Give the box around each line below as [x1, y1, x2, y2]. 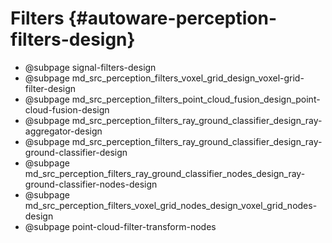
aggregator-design [24, 125, 103, 137]
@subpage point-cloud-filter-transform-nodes [24, 220, 217, 232]
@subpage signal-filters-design [24, 61, 157, 73]
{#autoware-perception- [68, 7, 278, 30]
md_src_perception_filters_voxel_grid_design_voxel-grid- [71, 72, 305, 84]
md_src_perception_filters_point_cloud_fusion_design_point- [71, 93, 321, 105]
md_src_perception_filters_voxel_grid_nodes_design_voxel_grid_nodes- [24, 199, 318, 211]
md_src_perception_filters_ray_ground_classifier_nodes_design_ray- [24, 167, 306, 179]
